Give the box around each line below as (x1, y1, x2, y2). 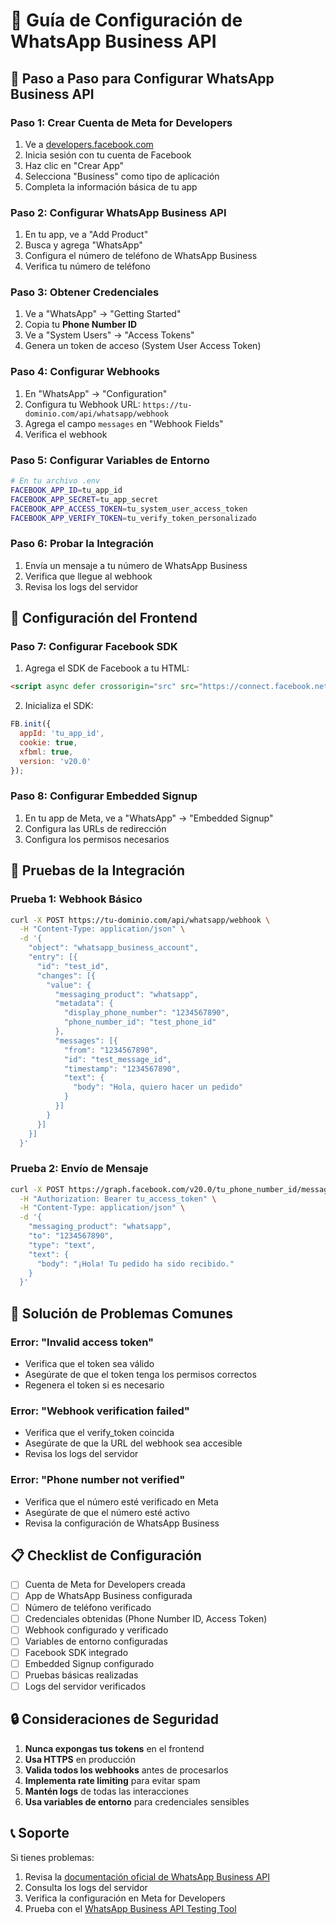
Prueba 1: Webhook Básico (10, 892, 143, 906)
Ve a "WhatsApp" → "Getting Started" (24, 308, 182, 320)
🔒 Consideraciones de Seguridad (10, 1711, 219, 1728)
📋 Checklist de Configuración (10, 1547, 202, 1564)
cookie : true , (19, 738, 78, 748)
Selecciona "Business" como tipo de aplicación (24, 170, 220, 182)
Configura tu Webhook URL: (24, 398, 141, 410)
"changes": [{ (36, 970, 97, 981)
